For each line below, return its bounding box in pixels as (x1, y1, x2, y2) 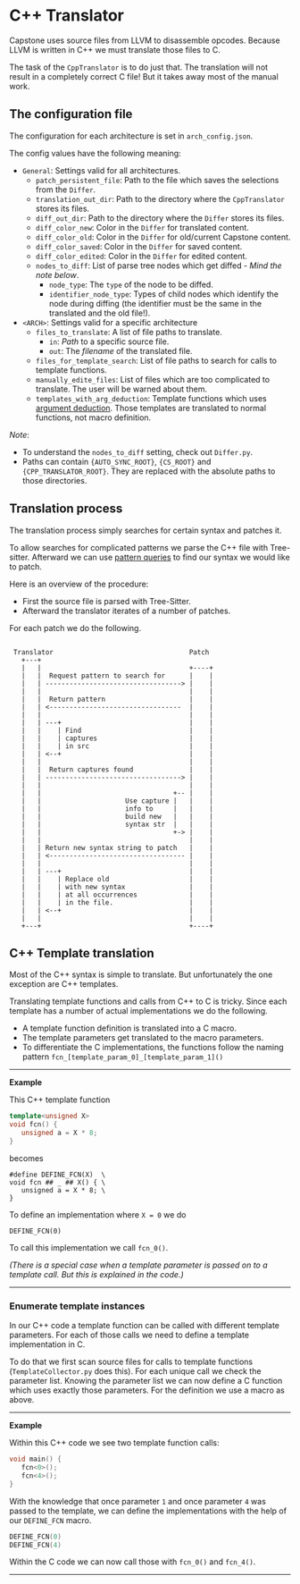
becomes (9, 1152, 44, 1163)
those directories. (21, 475, 87, 485)
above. (9, 1394, 35, 1405)
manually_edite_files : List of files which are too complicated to (35, 374, 271, 384)
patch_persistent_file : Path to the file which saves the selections (35, 174, 279, 185)
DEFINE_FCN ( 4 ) (9, 1540, 62, 1549)
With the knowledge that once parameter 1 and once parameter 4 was (9, 1496, 266, 1506)
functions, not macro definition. (35, 412, 152, 423)
